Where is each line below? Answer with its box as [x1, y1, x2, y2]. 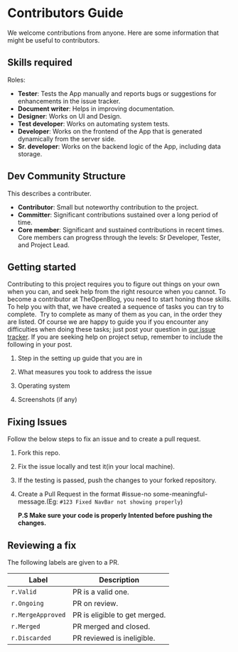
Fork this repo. [17, 449, 60, 457]
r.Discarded [11, 634, 52, 642]
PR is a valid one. [72, 587, 129, 597]
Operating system [17, 381, 70, 390]
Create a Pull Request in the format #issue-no [17, 490, 151, 499]
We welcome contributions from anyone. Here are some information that [7, 28, 219, 37]
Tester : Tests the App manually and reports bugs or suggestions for [17, 89, 217, 97]
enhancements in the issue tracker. [17, 97, 121, 105]
